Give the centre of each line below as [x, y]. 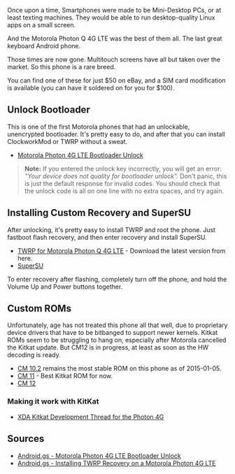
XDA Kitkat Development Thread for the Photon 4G [91, 417]
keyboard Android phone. [44, 46]
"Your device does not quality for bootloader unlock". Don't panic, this [126, 176]
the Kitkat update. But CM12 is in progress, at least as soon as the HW [108, 347]
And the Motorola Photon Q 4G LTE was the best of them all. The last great [115, 38]
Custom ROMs [40, 309]
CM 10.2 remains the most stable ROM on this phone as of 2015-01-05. [119, 368]
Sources [26, 439]
